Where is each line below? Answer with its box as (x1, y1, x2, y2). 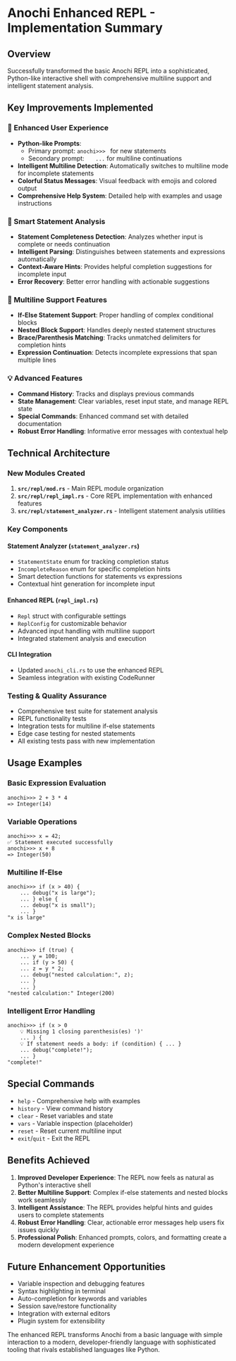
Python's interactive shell (17, 1181, 92, 1189)
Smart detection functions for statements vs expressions (17, 572, 182, 581)
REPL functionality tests (17, 715, 87, 723)
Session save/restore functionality (17, 1302, 117, 1310)
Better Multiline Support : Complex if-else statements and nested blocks (17, 1188, 228, 1196)
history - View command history (17, 1104, 113, 1112)
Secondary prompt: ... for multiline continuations (27, 153, 182, 163)
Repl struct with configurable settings (17, 611, 127, 620)
